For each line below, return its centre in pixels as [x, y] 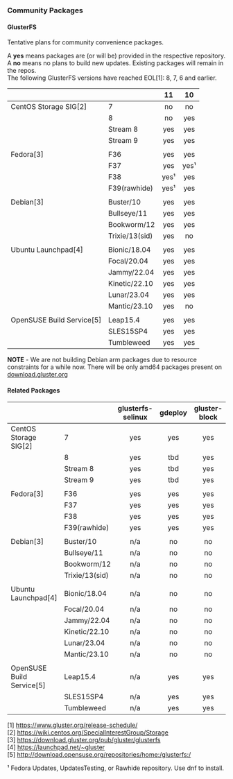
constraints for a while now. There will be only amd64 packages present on [114, 367]
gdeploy [173, 413]
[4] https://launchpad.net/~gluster [56, 747]
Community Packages [45, 10]
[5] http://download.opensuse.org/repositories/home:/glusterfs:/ [99, 755]
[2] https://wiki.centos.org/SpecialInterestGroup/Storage [88, 733]
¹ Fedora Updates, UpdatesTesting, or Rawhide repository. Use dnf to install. [115, 768]
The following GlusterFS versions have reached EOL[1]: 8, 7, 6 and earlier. [112, 78]
